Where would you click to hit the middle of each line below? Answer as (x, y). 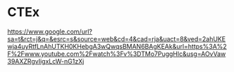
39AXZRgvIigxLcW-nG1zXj (46, 61)
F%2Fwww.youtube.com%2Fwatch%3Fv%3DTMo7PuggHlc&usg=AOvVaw (117, 54)
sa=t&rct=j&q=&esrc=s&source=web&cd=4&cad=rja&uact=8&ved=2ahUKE (117, 38)
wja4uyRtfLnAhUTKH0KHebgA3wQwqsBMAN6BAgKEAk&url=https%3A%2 (117, 46)
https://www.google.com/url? (50, 31)
